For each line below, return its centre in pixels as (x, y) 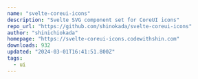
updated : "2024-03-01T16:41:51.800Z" (61, 52)
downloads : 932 (29, 45)
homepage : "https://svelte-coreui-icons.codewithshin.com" (93, 39)
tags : (15, 58)
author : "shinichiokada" (43, 33)
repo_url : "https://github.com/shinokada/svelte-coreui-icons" (100, 26)
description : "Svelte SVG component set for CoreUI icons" (93, 20)
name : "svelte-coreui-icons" (49, 13)
